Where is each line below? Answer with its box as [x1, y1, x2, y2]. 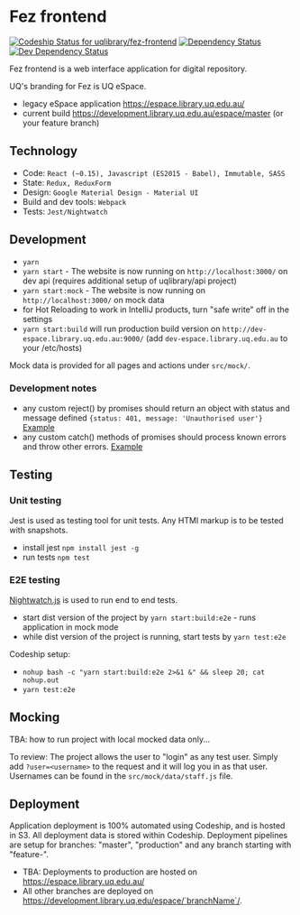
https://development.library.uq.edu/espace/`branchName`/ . [22, 895, 242, 906]
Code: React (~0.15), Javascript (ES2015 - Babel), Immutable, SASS [22, 167, 286, 178]
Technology [9, 143, 78, 159]
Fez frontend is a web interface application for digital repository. [9, 63, 248, 74]
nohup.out [22, 675, 60, 685]
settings [22, 313, 53, 324]
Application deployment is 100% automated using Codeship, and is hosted [9, 820, 286, 831]
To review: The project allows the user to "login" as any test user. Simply [9, 751, 278, 762]
